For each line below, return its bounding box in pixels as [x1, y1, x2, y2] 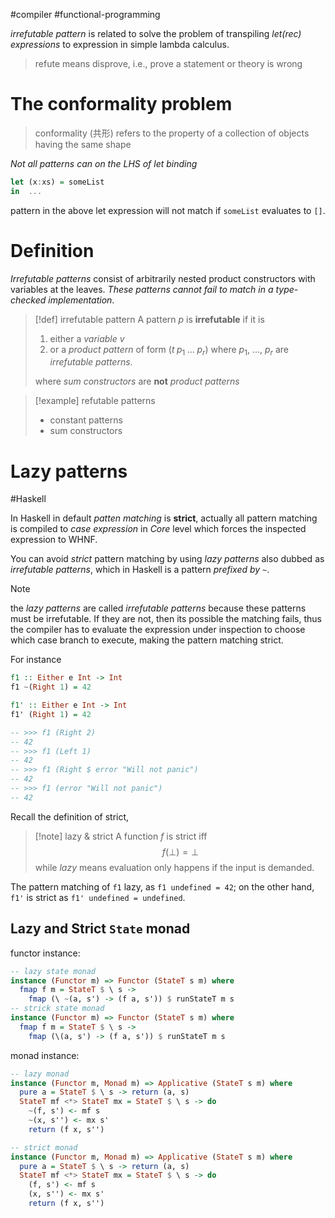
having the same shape [34, 138, 132, 150]
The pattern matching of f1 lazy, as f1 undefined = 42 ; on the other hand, [10, 880, 315, 893]
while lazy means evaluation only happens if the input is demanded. [34, 861, 315, 873]
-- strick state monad [10, 1004, 105, 1014]
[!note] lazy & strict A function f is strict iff [34, 830, 208, 842]
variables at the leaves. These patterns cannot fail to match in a [10, 283, 274, 295]
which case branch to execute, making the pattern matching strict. [10, 634, 284, 646]
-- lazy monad [10, 1069, 70, 1079]
